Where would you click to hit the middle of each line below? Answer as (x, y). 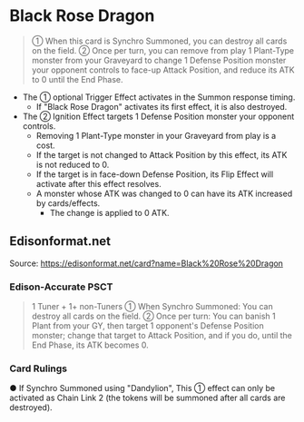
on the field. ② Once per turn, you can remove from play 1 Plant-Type (163, 50)
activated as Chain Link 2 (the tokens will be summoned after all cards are (147, 398)
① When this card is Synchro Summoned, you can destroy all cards (159, 41)
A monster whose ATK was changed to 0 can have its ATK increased (164, 193)
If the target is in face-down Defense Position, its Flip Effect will (155, 174)
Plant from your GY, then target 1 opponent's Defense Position (148, 326)
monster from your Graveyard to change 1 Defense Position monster (159, 60)
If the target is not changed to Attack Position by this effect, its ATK (162, 154)
